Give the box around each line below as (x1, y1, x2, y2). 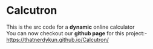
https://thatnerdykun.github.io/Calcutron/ (6, 36, 109, 43)
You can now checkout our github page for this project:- (6, 29, 148, 36)
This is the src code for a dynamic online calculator (6, 23, 135, 30)
